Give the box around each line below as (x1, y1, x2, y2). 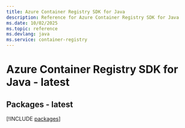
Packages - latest (6, 99, 74, 109)
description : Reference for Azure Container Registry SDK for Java (6, 14, 180, 20)
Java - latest (6, 76, 70, 89)
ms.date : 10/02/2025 (6, 20, 58, 26)
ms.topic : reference (6, 25, 58, 32)
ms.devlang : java (6, 31, 50, 37)
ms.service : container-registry (6, 37, 87, 43)
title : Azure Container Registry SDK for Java (6, 8, 125, 15)
